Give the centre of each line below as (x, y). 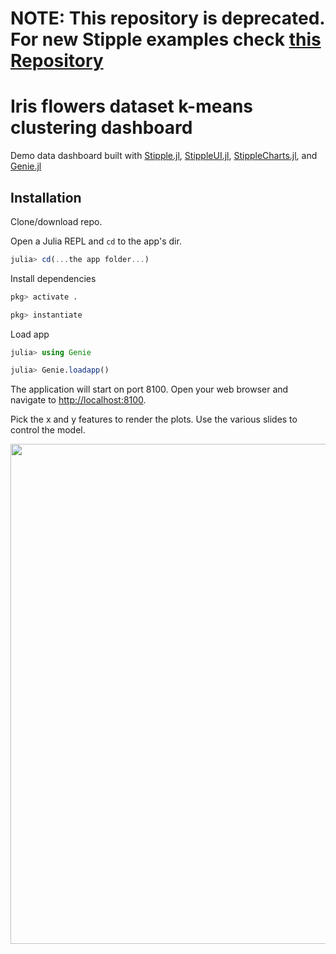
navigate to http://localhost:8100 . (78, 400)
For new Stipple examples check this (166, 39)
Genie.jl (26, 166)
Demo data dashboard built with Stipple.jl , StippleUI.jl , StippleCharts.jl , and (164, 156)
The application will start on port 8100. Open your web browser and (149, 389)
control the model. (48, 430)
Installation (46, 197)
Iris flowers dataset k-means (132, 106)
